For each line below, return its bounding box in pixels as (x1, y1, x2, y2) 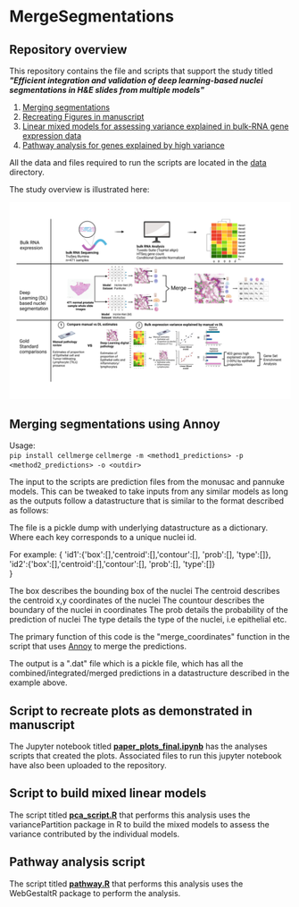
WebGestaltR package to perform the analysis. (9, 887, 181, 898)
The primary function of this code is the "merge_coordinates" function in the (9, 632, 290, 642)
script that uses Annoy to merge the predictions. (9, 641, 187, 652)
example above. (9, 677, 69, 688)
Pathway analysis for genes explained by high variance (21, 140, 225, 150)
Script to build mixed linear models (9, 785, 207, 801)
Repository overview (9, 42, 128, 57)
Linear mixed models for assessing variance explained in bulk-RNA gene (21, 121, 289, 131)
